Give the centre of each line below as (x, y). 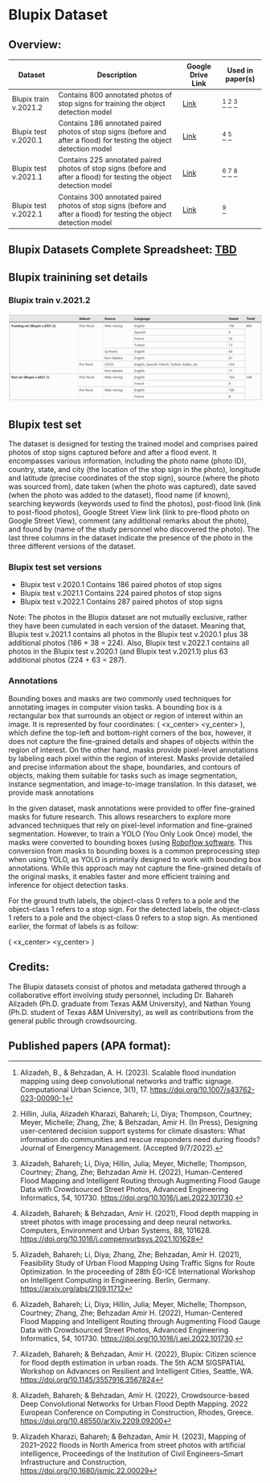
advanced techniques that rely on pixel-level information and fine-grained (131, 825)
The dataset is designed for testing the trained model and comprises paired (133, 444)
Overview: (35, 45)
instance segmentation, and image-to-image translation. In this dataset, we (133, 784)
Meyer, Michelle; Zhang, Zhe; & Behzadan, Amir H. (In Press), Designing (139, 1123)
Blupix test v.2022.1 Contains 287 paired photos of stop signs (121, 602)
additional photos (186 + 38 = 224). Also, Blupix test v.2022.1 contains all (129, 643)
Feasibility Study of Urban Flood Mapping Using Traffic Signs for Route (137, 1263)
